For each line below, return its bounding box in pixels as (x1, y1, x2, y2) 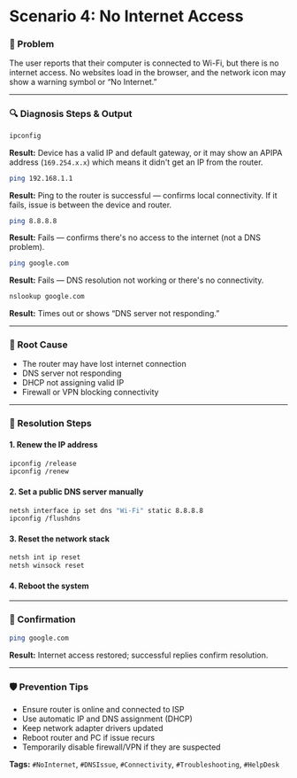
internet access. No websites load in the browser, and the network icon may (9, 67, 286, 78)
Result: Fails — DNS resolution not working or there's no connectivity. (9, 275, 264, 285)
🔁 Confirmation (9, 613, 76, 626)
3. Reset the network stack (9, 533, 110, 544)
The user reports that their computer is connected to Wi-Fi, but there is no (9, 58, 279, 68)
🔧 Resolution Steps (9, 417, 92, 430)
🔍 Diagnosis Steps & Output (9, 108, 133, 121)
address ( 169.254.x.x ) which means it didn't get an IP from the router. (9, 157, 263, 167)
